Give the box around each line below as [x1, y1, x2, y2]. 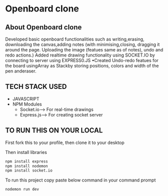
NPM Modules [12, 101, 42, 107]
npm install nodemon [5, 163, 49, 168]
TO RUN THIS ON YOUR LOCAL [5, 126, 103, 135]
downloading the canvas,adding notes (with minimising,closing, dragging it [5, 41, 160, 47]
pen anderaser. [5, 68, 37, 74]
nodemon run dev [5, 187, 39, 192]
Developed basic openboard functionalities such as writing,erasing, [5, 36, 144, 42]
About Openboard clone [5, 23, 82, 31]
